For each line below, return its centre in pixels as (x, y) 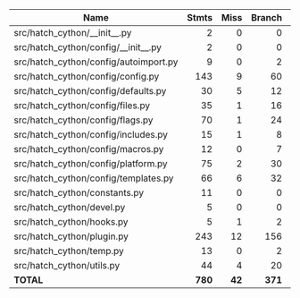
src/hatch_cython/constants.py (79, 193)
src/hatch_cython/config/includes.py (91, 135)
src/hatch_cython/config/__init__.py (88, 47)
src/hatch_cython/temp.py (69, 251)
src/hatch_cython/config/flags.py (83, 120)
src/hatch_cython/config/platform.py (91, 163)
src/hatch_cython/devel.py (70, 207)
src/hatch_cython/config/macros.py (89, 149)
